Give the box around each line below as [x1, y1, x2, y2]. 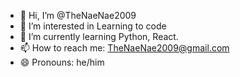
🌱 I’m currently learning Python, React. [19, 31, 179, 42]
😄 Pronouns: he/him [19, 56, 105, 68]
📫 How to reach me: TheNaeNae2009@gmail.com [19, 42, 230, 54]
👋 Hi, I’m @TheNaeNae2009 [19, 10, 137, 21]
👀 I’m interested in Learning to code [19, 20, 167, 32]
